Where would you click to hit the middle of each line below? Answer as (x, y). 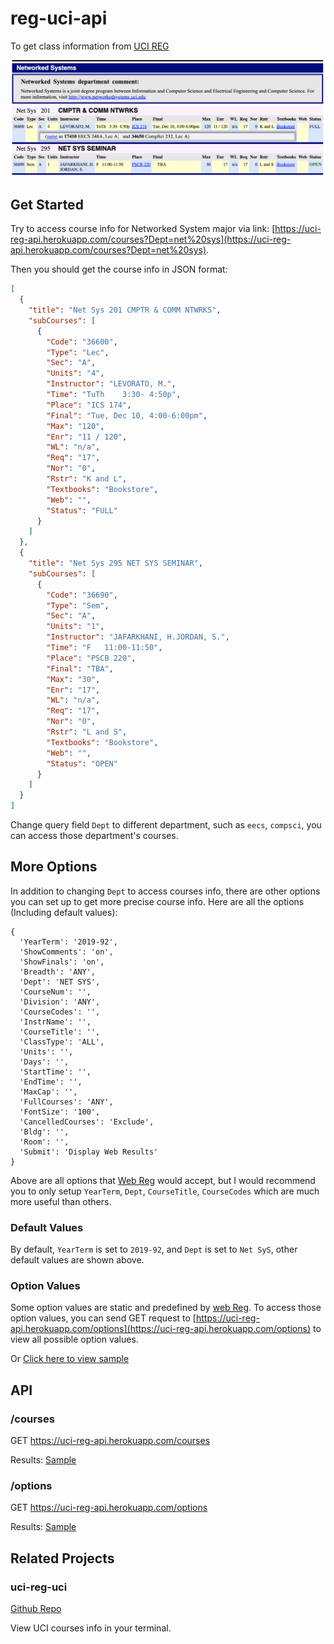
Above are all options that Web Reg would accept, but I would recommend (163, 1180)
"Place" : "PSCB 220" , (91, 658)
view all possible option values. (74, 1339)
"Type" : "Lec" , (78, 352)
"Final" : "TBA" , (80, 668)
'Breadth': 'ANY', (58, 972)
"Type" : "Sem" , (78, 605)
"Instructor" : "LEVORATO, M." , (111, 384)
